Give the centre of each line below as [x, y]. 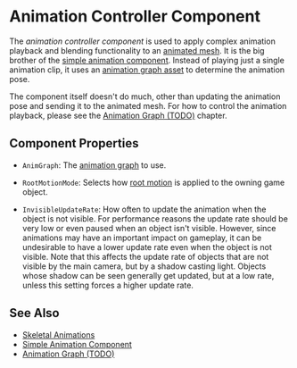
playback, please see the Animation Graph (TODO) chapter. [118, 115]
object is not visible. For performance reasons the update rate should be [155, 218]
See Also [34, 313]
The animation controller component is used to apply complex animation [143, 41]
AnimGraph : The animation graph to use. [94, 165]
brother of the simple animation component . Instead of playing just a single [147, 60]
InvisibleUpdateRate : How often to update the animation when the [144, 209]
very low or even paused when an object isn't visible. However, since [149, 228]
